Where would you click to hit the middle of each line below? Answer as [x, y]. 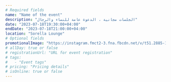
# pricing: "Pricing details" [37, 67]
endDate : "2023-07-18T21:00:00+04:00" [46, 29]
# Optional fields [25, 39]
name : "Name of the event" [34, 15]
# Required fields [25, 10]
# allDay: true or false [32, 48]
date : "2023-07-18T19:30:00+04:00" [43, 24]
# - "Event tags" [26, 62]
